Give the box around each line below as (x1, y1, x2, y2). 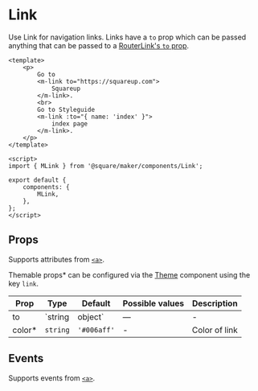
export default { (8, 175, 67, 184)
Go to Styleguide (37, 105, 95, 113)
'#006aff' (77, 325, 115, 335)
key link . (8, 278, 39, 288)
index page (51, 119, 88, 128)
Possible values (122, 298, 185, 309)
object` (77, 311, 104, 323)
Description (191, 298, 239, 309)
